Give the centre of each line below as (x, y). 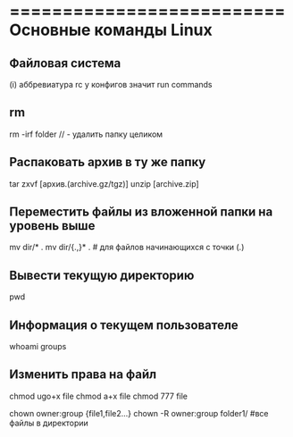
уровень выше (52, 226)
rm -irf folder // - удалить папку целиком (86, 134)
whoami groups (38, 347)
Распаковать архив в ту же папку (108, 162)
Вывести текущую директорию (102, 275)
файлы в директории (49, 423)
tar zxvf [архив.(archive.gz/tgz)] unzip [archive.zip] (104, 183)
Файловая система (65, 63)
